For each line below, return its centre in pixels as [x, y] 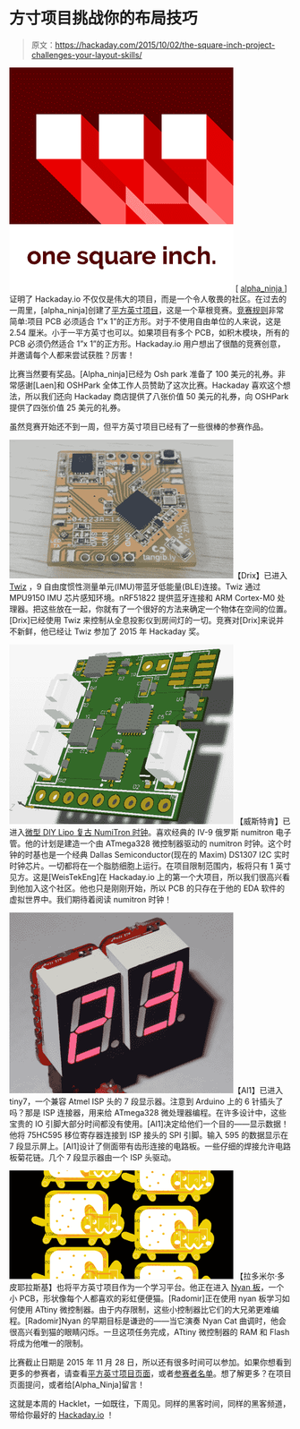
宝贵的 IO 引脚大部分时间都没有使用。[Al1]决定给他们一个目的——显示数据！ [149, 1124]
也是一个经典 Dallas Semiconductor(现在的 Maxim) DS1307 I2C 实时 [165, 854]
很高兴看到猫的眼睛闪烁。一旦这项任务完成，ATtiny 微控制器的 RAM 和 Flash [150, 1331]
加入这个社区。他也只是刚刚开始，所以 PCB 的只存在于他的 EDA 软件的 [154, 888]
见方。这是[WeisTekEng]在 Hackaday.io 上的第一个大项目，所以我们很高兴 [146, 877]
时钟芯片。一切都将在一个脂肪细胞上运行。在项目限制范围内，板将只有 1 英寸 [150, 866]
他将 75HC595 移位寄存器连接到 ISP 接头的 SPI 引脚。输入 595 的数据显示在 [149, 1134]
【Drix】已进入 [261, 575]
